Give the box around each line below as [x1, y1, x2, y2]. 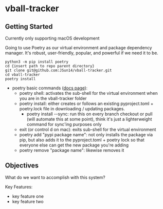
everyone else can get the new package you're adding [19, 142, 129, 148]
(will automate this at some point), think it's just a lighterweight [26, 116, 152, 122]
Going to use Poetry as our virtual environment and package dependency [5, 45, 152, 50]
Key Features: [5, 184, 33, 189]
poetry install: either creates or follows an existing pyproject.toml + [19, 101, 154, 106]
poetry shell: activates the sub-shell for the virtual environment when [19, 90, 158, 96]
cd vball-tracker [5, 72, 40, 77]
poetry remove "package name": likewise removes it [19, 147, 125, 153]
